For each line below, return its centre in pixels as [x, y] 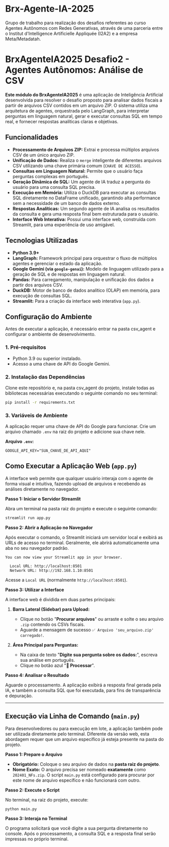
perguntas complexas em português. [51, 176]
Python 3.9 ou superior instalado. [47, 358]
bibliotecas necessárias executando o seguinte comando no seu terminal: [81, 393]
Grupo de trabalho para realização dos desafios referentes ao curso [76, 23]
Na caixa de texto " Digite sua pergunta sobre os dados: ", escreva [89, 655]
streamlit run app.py [28, 518]
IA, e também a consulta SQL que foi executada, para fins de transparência [83, 690]
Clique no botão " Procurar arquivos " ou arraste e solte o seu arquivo [92, 619]
